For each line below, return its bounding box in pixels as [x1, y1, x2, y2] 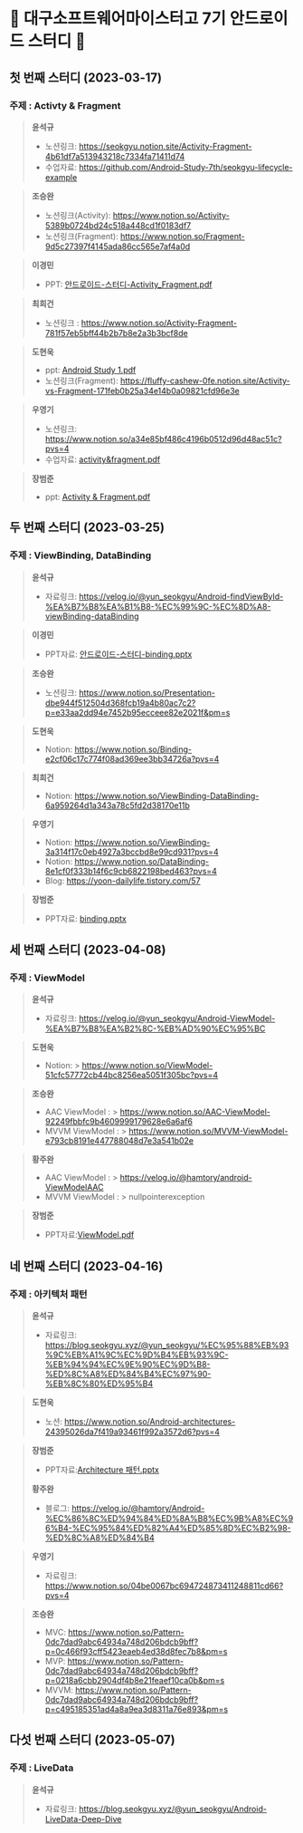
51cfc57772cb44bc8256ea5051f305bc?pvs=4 [44, 1070, 219, 1081]
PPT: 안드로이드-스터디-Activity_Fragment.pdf [44, 278, 213, 290]
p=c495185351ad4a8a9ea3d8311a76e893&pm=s [44, 1703, 229, 1714]
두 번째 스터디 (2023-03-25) [9, 520, 166, 535]
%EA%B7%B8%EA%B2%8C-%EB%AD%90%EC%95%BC [44, 1023, 266, 1034]
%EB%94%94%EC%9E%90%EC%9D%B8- [44, 1358, 211, 1369]
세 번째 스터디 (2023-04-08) [9, 941, 166, 957]
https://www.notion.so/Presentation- [79, 687, 215, 698]
